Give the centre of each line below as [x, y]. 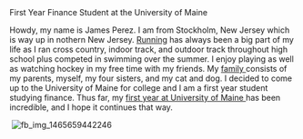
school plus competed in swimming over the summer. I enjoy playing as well [151, 59]
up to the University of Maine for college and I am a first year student [139, 88]
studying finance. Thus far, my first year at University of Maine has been [145, 98]
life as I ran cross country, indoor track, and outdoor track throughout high [149, 49]
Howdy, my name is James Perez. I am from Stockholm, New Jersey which [150, 30]
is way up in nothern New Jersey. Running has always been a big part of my [151, 40]
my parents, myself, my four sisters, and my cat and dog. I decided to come [151, 78]
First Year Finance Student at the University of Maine [108, 12]
